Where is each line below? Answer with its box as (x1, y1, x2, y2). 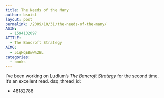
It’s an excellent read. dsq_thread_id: (5, 78, 81, 84)
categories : (5, 54, 30, 60)
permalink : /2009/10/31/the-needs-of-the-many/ (5, 21, 107, 27)
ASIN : (5, 26, 17, 31)
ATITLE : (5, 36, 22, 41)
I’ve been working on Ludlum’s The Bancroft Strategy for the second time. (5, 73, 159, 79)
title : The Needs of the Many (5, 7, 69, 13)
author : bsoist (5, 12, 37, 17)
